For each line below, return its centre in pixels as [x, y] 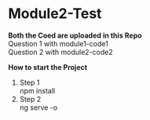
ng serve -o [38, 107]
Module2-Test [55, 14]
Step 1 [29, 82]
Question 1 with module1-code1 [58, 43]
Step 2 [30, 99]
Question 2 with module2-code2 [60, 52]
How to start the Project [48, 67]
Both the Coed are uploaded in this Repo [75, 35]
